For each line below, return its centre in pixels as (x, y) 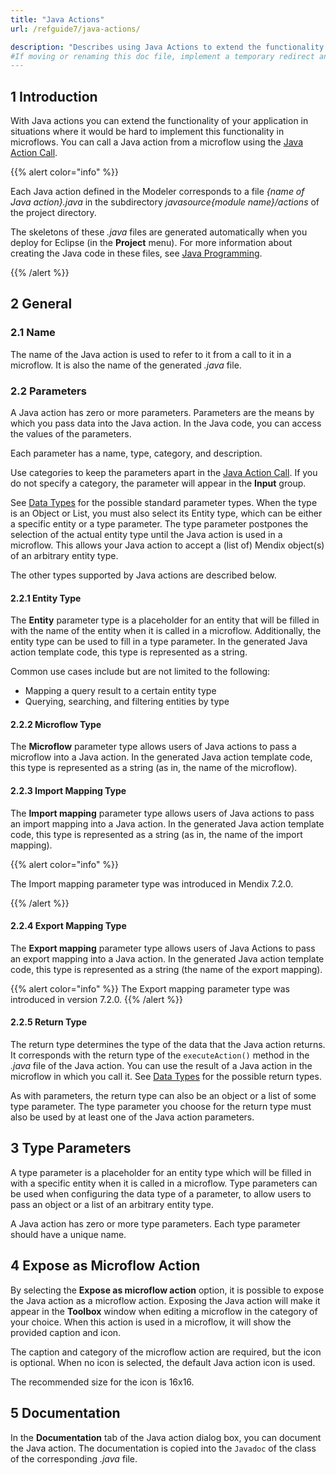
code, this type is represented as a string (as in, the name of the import (156, 834)
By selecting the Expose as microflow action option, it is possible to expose (167, 1290)
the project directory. (53, 213)
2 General (41, 304)
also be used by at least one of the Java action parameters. (132, 1117)
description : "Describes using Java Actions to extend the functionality (167, 47)
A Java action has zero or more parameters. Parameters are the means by (162, 413)
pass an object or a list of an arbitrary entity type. (112, 1204)
